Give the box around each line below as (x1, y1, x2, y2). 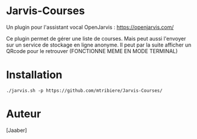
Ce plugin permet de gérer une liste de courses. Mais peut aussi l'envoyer (6, 35, 186, 42)
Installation (6, 68, 63, 82)
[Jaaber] (6, 127, 27, 134)
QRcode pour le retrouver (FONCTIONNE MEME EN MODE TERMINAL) (6, 47, 178, 54)
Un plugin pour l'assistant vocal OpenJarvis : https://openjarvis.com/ (6, 24, 174, 31)
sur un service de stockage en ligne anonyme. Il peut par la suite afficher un (6, 41, 192, 48)
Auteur (6, 107, 41, 121)
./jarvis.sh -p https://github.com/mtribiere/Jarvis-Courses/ (6, 87, 163, 94)
